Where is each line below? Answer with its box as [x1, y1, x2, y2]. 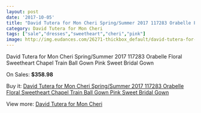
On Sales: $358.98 [6, 71, 54, 78]
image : [6, 36, 23, 42]
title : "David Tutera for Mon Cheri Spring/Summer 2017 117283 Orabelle [6, 20, 191, 26]
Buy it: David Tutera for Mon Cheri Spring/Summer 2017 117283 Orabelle [6, 83, 184, 90]
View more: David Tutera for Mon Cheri [6, 100, 103, 108]
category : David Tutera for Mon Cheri [6, 25, 103, 32]
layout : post [6, 8, 39, 15]
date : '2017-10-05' [6, 14, 55, 20]
